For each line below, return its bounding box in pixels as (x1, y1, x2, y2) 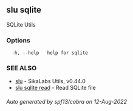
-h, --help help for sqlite (12, 50, 88, 56)
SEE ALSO (6, 64, 37, 72)
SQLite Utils (6, 21, 36, 28)
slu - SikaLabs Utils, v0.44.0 (15, 78, 86, 85)
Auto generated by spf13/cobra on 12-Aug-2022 (6, 98, 128, 105)
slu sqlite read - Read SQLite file (15, 84, 96, 92)
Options (6, 36, 30, 44)
